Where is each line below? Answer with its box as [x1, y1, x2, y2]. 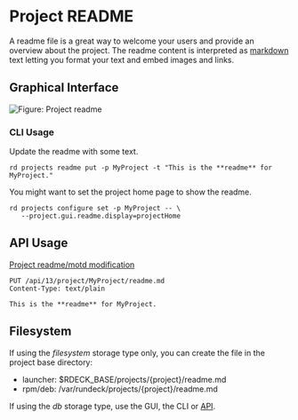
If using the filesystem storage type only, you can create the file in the [9, 347, 265, 358]
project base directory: [9, 357, 93, 368]
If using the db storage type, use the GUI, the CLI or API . [9, 400, 216, 411]
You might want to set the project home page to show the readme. [9, 186, 252, 197]
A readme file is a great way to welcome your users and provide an [9, 36, 255, 46]
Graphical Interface [9, 80, 119, 95]
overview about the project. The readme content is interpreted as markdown [9, 44, 289, 55]
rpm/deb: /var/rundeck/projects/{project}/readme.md [21, 384, 218, 394]
